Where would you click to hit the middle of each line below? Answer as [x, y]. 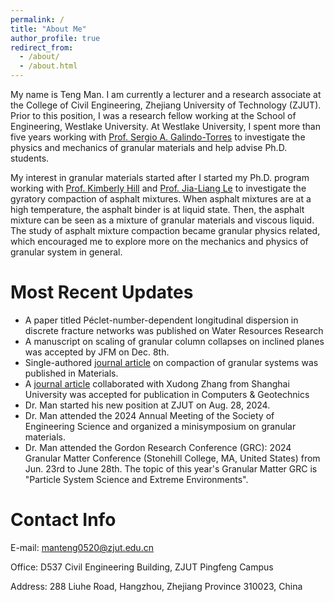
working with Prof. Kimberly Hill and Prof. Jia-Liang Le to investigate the [158, 188]
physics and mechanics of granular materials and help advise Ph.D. [149, 147]
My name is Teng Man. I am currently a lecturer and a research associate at [166, 94]
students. [30, 158]
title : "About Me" [48, 29]
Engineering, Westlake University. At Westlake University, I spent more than [165, 126]
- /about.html [48, 66]
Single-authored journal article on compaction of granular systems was [171, 362]
